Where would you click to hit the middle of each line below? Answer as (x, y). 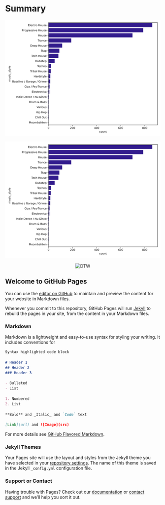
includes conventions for (30, 342)
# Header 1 (16, 362)
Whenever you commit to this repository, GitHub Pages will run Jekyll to (78, 308)
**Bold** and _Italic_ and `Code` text (46, 414)
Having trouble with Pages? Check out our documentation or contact (75, 492)
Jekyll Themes (23, 447)
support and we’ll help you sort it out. (43, 497)
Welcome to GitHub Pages (46, 282)
